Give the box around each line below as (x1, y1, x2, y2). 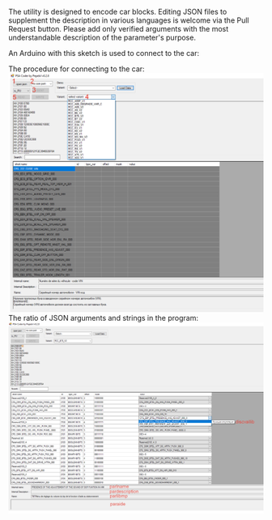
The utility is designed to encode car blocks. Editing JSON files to (8, 7, 227, 16)
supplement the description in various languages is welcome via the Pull (8, 15, 249, 25)
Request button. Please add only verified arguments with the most (8, 24, 229, 33)
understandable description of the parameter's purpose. (8, 32, 197, 42)
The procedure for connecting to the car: (8, 64, 145, 74)
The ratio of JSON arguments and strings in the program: (8, 313, 198, 322)
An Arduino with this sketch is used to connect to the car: (8, 49, 200, 58)
